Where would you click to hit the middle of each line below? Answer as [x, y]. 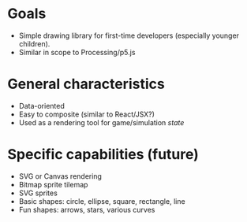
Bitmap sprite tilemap [53, 184]
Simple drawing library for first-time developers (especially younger [129, 35]
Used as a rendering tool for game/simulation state [101, 122]
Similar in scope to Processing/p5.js [77, 52]
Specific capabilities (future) [103, 155]
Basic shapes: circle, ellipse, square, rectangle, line [102, 201]
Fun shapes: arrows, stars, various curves [87, 209]
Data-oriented [41, 105]
